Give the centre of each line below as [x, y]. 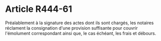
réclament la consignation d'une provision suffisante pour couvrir [72, 28]
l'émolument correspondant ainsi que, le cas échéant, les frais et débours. [81, 33]
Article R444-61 [39, 9]
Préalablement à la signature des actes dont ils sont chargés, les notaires [80, 23]
